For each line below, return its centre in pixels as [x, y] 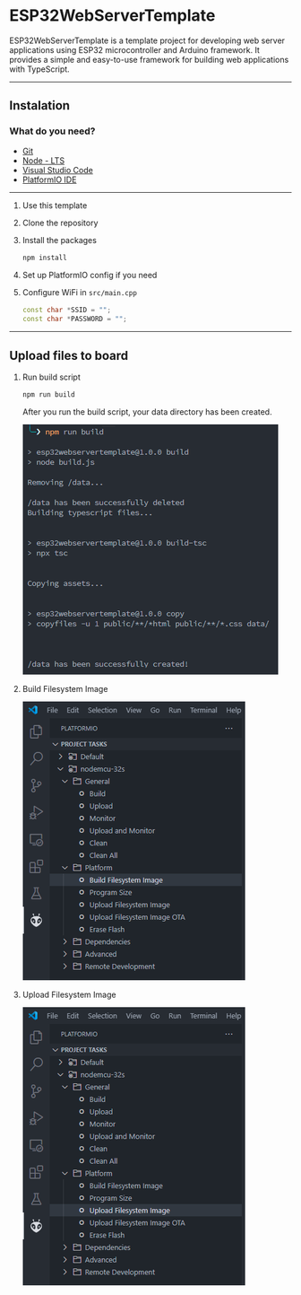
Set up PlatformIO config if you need [90, 275]
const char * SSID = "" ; [67, 310]
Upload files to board [69, 355]
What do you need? [52, 131]
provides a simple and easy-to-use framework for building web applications [149, 59]
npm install [44, 258]
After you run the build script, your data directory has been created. [147, 411]
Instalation [39, 105]
